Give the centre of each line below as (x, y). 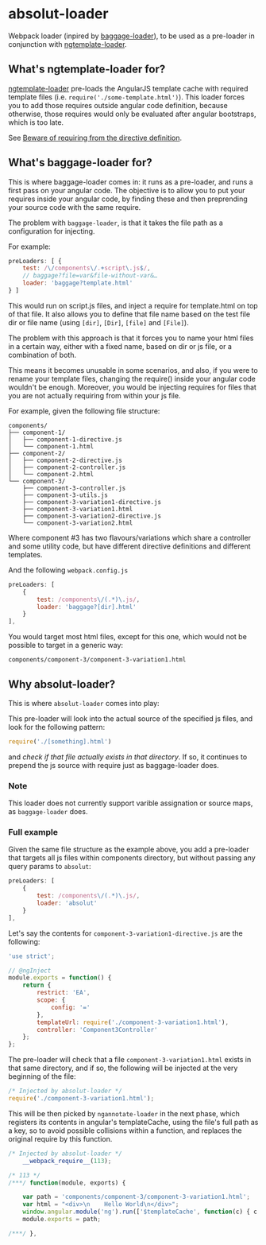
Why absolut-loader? (62, 684)
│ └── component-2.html (51, 474)
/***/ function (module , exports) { (67, 1183)
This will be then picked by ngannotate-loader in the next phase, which (124, 1113)
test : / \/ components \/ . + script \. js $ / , (87, 268)
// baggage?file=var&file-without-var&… (90, 276)
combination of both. (42, 355)
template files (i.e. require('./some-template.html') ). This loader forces (126, 97)
